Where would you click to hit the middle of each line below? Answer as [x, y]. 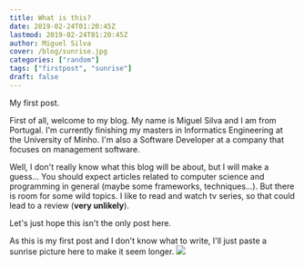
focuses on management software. [75, 149]
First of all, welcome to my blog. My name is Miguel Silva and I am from [143, 120]
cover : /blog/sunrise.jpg [58, 52]
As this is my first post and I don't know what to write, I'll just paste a [138, 241]
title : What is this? [51, 18]
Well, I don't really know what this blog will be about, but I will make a [139, 167]
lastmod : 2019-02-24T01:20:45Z [69, 34]
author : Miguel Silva [51, 43]
